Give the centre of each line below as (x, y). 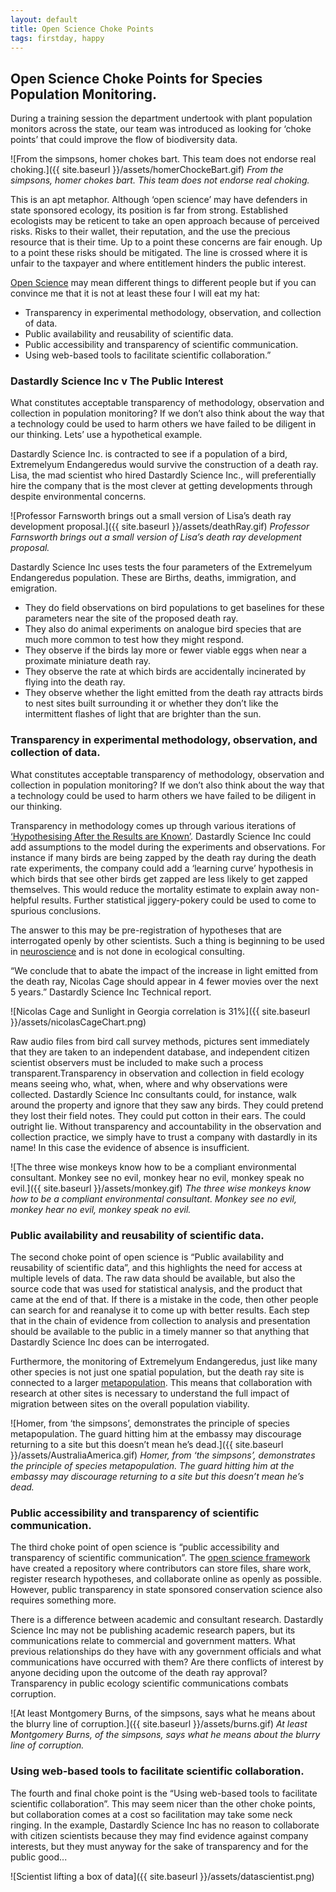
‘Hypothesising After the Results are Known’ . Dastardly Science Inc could (161, 836)
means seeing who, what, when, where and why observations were (149, 1083)
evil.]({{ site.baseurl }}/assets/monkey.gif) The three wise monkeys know (161, 1188)
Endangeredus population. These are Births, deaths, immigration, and (153, 578)
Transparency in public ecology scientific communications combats (149, 1683)
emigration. (34, 588)
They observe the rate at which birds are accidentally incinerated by (165, 672)
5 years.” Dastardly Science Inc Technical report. (111, 992)
